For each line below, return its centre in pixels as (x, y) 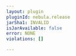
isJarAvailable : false (34, 28)
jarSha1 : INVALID (28, 22)
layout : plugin (25, 11)
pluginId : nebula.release (38, 17)
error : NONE (21, 34)
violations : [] (25, 39)
